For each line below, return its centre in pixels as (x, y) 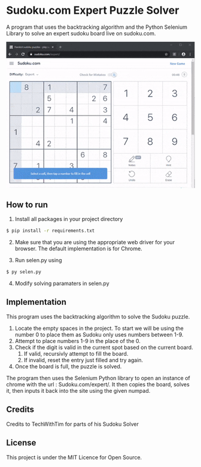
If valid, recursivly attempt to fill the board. (76, 353)
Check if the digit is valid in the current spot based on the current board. (104, 347)
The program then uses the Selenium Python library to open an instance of (98, 378)
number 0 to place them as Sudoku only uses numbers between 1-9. (99, 334)
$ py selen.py (24, 272)
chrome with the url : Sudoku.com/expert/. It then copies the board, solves (98, 384)
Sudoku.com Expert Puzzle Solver (93, 10)
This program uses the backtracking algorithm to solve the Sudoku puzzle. (98, 316)
